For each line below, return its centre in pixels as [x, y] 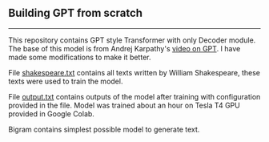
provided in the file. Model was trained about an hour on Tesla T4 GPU [124, 105]
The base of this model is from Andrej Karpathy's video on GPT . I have [124, 48]
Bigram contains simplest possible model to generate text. [104, 129]
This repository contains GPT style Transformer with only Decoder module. [132, 40]
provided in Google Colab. [51, 114]
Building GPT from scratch [75, 13]
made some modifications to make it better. [80, 57]
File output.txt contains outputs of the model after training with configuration [134, 96]
